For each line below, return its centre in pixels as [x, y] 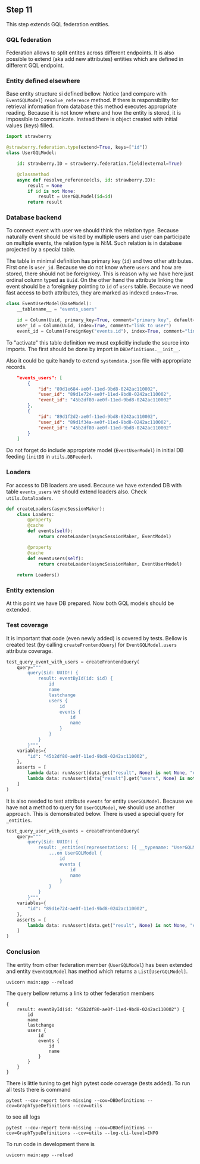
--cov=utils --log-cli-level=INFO [115, 1133]
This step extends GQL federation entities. [58, 24]
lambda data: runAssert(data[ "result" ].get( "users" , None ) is [106, 779]
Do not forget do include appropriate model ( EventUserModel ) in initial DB [95, 450]
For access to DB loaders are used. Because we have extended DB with [94, 485]
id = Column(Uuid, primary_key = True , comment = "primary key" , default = [106, 320]
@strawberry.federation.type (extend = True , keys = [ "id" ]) [77, 148]
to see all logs [23, 1117]
